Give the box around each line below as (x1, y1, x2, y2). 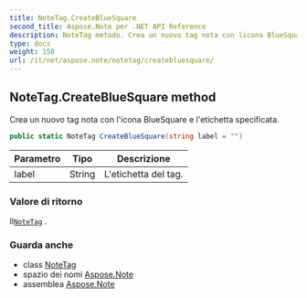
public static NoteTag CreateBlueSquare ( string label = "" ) (9, 132, 244, 141)
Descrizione (117, 152, 171, 165)
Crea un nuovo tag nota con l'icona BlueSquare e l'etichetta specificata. (9, 113, 281, 124)
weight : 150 (9, 48, 55, 57)
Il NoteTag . (9, 216, 48, 227)
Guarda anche (9, 239, 74, 251)
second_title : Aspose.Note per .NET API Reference (9, 22, 206, 31)
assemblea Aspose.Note (22, 279, 116, 290)
